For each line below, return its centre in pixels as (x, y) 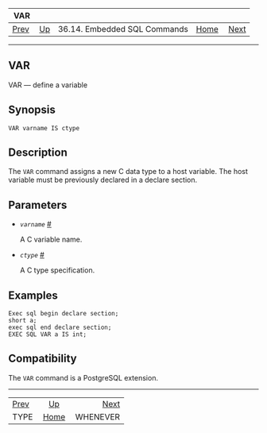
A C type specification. (57, 270)
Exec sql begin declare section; (64, 314)
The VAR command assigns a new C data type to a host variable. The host (128, 172)
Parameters (38, 205)
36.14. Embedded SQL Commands (123, 29)
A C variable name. (51, 240)
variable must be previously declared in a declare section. (103, 180)
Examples (33, 295)
